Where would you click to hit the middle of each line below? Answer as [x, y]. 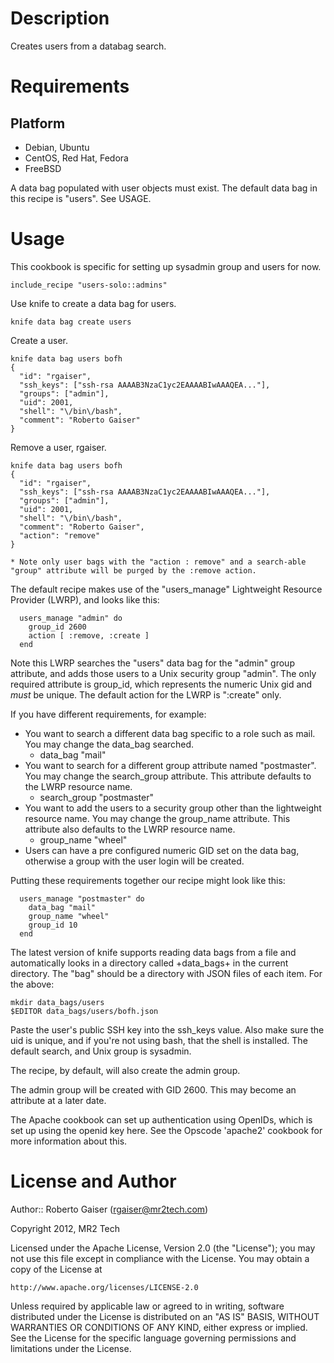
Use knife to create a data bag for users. [93, 303]
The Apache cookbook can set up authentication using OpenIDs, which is [161, 1119]
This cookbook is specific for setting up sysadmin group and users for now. [166, 266]
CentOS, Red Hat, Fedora [76, 158]
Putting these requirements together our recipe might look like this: [148, 880]
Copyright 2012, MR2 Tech [65, 1228]
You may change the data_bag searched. [109, 744]
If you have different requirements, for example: [108, 714]
